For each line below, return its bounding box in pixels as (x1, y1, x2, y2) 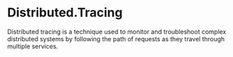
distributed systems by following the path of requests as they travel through (7, 34, 225, 43)
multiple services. (7, 42, 59, 50)
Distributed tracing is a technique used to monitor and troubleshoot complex (7, 27, 227, 36)
